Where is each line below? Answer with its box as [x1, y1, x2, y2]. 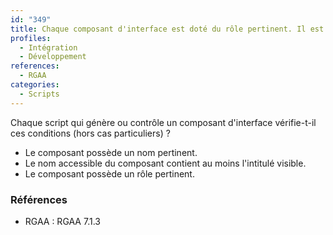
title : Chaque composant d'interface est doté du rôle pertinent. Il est [10, 24, 325, 34]
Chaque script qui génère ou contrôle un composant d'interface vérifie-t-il [10, 116, 317, 128]
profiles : [10, 33, 52, 43]
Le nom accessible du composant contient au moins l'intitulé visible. [24, 157, 307, 169]
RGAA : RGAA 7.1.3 [24, 215, 101, 227]
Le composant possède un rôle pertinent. [24, 167, 195, 180]
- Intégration [19, 42, 78, 53]
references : [10, 61, 60, 71]
